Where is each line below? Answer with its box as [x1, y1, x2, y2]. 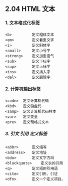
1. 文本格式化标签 [5, 20, 40, 26]
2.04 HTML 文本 [5, 5, 56, 14]
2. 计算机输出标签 [5, 86, 41, 92]
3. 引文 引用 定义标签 [5, 131, 47, 137]
